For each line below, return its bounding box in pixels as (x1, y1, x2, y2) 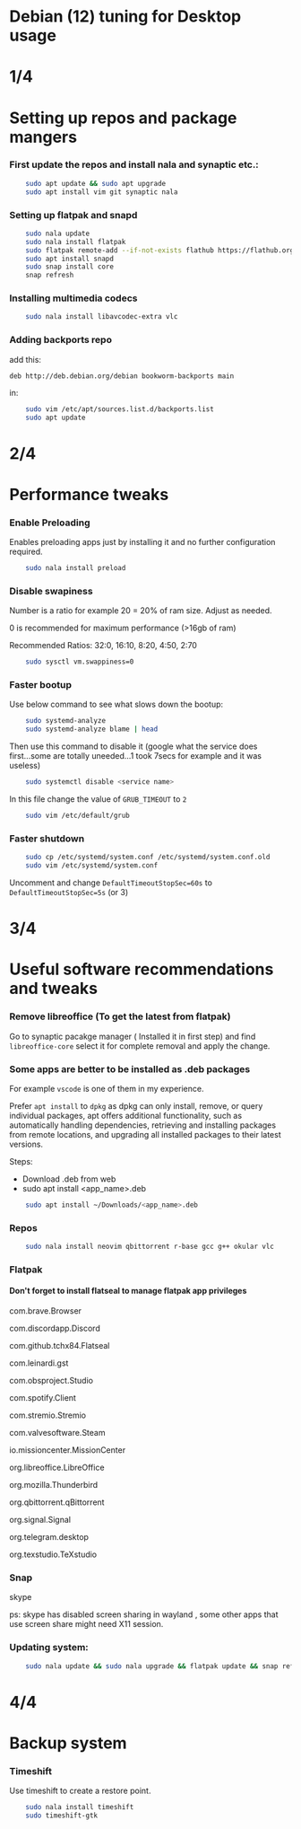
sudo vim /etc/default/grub (25, 811, 130, 821)
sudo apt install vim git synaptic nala (25, 187, 178, 197)
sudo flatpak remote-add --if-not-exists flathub (25, 245, 215, 255)
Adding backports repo (9, 334, 112, 347)
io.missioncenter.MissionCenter (9, 1445, 126, 1455)
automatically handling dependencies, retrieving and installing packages (9, 1120, 276, 1130)
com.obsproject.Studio (9, 1376, 94, 1386)
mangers (9, 127, 78, 147)
